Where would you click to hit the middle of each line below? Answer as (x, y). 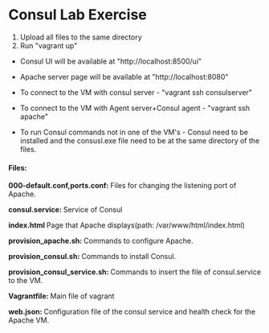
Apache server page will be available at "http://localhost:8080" (124, 76)
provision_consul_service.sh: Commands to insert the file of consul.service (135, 272)
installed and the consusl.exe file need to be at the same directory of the (140, 140)
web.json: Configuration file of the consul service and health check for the (132, 312)
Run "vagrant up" (49, 45)
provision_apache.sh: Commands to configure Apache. (101, 241)
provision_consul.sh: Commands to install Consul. (92, 257)
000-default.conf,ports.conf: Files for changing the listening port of (122, 186)
